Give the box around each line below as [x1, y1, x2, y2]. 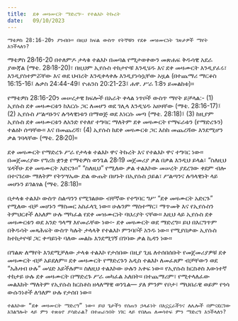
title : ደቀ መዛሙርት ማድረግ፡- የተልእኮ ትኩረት [7, 10, 120, 18]
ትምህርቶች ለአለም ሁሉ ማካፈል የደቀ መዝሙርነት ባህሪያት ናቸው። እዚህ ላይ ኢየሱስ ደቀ [7, 210, 213, 218]
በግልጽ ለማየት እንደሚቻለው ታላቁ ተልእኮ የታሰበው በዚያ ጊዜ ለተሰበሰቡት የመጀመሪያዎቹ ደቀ [7, 248, 227, 256]
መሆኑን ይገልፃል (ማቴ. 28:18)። [7, 179, 82, 188]
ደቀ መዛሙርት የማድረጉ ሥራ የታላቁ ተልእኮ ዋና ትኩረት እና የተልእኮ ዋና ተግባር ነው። [7, 147, 204, 156]
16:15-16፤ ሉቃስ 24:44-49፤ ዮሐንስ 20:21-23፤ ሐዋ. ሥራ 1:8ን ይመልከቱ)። [7, 79, 195, 87]
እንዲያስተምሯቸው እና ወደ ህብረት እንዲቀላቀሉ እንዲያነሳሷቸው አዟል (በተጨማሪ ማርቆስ [7, 71, 217, 80]
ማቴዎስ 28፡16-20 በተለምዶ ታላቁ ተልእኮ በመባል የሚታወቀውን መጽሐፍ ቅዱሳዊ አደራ [7, 55, 212, 64]
